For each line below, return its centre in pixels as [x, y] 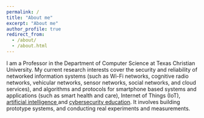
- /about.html [30, 46]
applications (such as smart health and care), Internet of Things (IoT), [93, 95]
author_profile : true [34, 29]
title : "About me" [30, 18]
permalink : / [23, 12]
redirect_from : [26, 35]
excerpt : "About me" [33, 23]
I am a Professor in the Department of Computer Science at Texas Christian [101, 63]
